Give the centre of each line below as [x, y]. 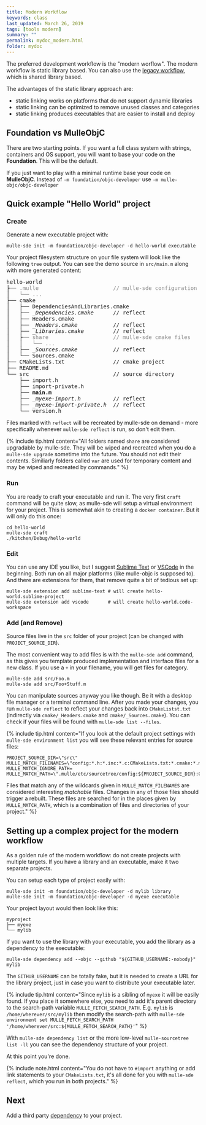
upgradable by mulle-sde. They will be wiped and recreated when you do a [101, 448]
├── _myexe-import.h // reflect [82, 399]
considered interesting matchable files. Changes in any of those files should [103, 792]
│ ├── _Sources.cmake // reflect [76, 350]
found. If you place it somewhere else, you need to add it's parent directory [101, 1001]
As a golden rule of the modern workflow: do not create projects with [93, 855]
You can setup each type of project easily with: [66, 880]
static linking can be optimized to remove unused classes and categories [107, 107]
